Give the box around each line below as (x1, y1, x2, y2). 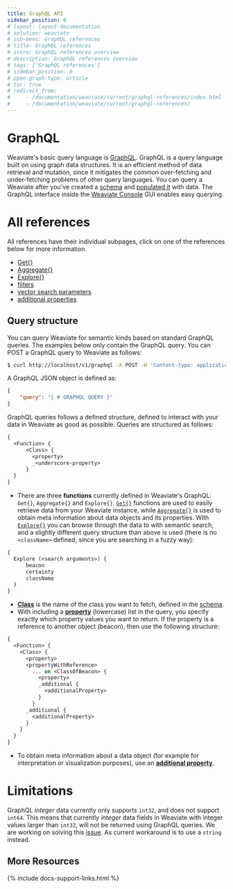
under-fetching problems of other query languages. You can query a (7, 175, 203, 184)
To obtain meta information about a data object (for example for (17, 752, 199, 760)
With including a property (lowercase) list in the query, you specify (17, 607, 209, 616)
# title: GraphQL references (7, 42, 92, 49)
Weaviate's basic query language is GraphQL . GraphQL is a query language (7, 153, 223, 162)
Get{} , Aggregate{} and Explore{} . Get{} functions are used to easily (17, 499, 213, 507)
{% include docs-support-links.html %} (7, 874, 120, 882)
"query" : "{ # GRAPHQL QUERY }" (19, 394, 113, 401)
